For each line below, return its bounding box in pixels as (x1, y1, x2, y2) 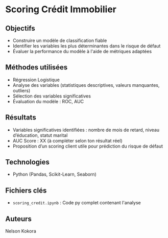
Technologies (5, 158, 50, 166)
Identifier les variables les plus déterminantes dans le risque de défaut (12, 43, 161, 49)
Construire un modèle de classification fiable (12, 37, 107, 43)
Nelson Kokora (5, 228, 37, 234)
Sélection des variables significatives (12, 93, 91, 99)
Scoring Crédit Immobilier (5, 4, 116, 15)
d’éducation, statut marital (12, 132, 68, 138)
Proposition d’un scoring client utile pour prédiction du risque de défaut (12, 143, 163, 149)
